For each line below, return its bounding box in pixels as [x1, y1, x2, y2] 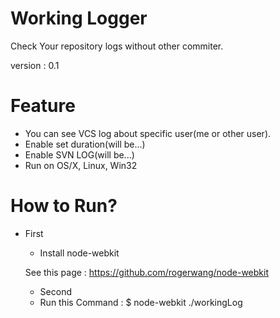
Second [39, 285, 72, 297]
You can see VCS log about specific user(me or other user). [24, 127, 272, 139]
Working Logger [10, 7, 148, 30]
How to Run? [10, 195, 118, 217]
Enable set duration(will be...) [24, 138, 146, 150]
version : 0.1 [10, 59, 60, 71]
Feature [10, 95, 76, 117]
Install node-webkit [39, 247, 120, 259]
